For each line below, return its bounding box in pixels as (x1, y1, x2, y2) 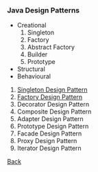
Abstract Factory (27, 43, 75, 52)
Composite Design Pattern (16, 107, 92, 116)
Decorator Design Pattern (16, 100, 90, 109)
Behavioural (16, 72, 51, 80)
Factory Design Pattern (16, 93, 83, 101)
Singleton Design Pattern (16, 85, 88, 94)
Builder (27, 50, 48, 58)
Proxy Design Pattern (16, 137, 77, 145)
